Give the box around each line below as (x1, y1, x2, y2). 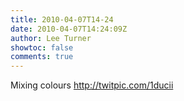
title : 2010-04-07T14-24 (10, 14, 114, 25)
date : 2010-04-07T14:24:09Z (10, 24, 128, 34)
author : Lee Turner (10, 33, 92, 43)
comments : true (10, 52, 74, 62)
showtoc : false (10, 42, 74, 53)
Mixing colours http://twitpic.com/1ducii (10, 79, 174, 91)
